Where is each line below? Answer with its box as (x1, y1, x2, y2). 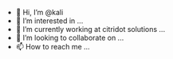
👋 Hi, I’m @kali (15, 8, 64, 17)
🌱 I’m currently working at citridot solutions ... (15, 25, 166, 33)
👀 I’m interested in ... (15, 16, 84, 26)
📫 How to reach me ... (15, 42, 90, 51)
